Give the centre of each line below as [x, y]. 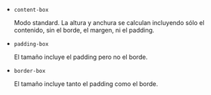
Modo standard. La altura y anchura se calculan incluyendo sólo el [109, 23]
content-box [31, 10]
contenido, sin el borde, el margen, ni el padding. [84, 30]
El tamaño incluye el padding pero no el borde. [81, 57]
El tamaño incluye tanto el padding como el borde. [86, 84]
